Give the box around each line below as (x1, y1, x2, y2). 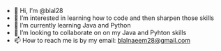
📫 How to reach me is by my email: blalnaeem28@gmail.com (13, 37, 190, 44)
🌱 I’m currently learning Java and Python (13, 21, 131, 29)
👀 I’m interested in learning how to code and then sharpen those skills (13, 14, 215, 22)
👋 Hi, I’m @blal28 (13, 7, 63, 14)
